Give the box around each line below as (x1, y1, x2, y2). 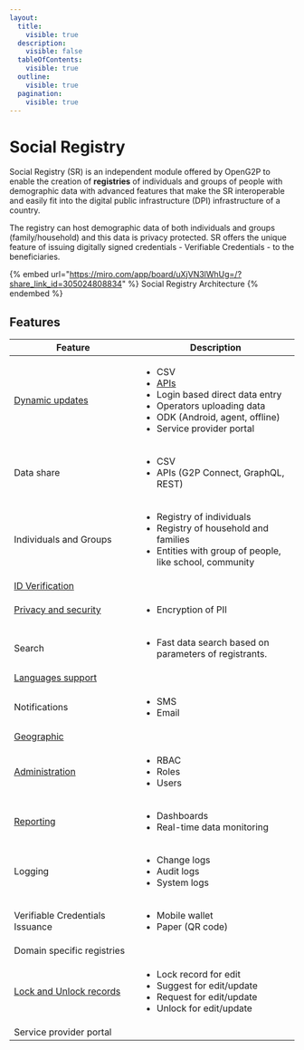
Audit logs (157, 865, 200, 878)
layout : (9, 13, 39, 23)
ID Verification (14, 580, 74, 592)
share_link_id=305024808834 (9, 278, 122, 290)
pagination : (17, 89, 63, 98)
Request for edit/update (157, 991, 258, 1004)
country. (9, 205, 41, 216)
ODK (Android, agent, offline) (157, 411, 280, 424)
